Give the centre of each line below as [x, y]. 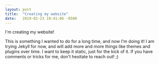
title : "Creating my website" [37, 14]
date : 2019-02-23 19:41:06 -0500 [41, 18]
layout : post [18, 9]
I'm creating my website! [30, 32]
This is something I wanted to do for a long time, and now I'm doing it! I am [80, 41]
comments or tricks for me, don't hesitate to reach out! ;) [62, 57]
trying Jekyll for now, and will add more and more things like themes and [78, 47]
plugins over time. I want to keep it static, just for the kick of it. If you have [79, 51]
